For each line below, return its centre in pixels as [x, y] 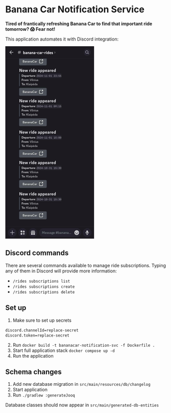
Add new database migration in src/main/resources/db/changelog [81, 384]
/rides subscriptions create [44, 287]
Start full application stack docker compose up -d [64, 350]
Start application [30, 390]
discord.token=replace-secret [38, 335]
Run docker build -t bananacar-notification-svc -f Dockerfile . [84, 345]
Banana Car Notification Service [75, 9]
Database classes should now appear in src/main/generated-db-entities [82, 405]
